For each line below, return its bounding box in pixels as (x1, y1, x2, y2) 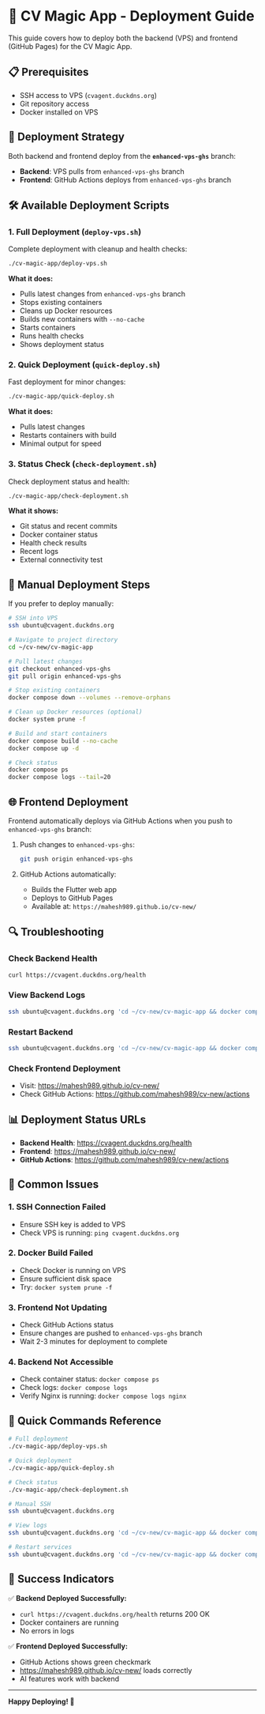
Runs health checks (19, 331, 84, 341)
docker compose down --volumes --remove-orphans (8, 694, 171, 702)
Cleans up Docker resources (19, 306, 113, 315)
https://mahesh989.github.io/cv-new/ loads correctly (19, 1665, 192, 1674)
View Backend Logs (8, 989, 85, 1000)
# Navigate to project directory (8, 636, 118, 644)
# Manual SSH (8, 1500, 51, 1508)
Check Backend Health (8, 953, 98, 964)
